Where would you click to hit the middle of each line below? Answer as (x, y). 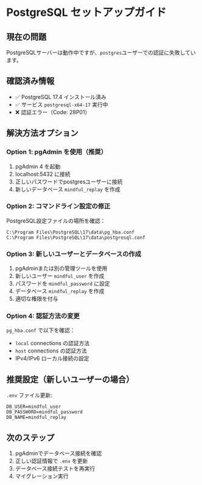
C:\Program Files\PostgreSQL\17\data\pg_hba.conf (71, 232)
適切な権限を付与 (37, 299)
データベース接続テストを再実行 (55, 469)
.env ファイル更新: (30, 395)
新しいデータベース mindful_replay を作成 (68, 189)
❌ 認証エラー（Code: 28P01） (53, 112)
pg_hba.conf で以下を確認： (41, 330)
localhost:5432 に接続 (43, 174)
